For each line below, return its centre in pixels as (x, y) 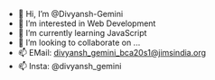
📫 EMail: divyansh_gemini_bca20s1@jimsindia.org (112, 53)
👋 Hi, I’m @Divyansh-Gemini (70, 14)
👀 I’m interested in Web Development (87, 23)
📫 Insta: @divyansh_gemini (70, 66)
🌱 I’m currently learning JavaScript (82, 33)
